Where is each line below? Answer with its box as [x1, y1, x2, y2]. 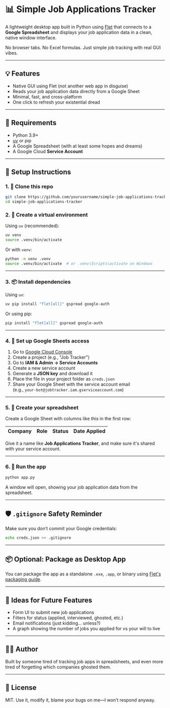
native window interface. [5, 35, 57, 41]
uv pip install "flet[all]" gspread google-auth [5, 301, 110, 307]
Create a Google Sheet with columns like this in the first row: [5, 416, 132, 422]
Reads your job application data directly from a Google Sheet [12, 88, 140, 94]
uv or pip [12, 137, 32, 143]
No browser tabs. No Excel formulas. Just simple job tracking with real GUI [5, 44, 161, 50]
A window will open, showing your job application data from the [5, 484, 138, 490]
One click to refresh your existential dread [12, 99, 100, 105]
